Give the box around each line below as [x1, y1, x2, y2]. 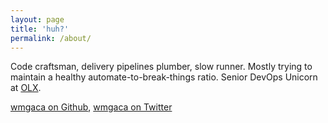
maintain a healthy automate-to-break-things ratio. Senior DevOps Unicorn [10, 71, 318, 83]
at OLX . [10, 82, 42, 94]
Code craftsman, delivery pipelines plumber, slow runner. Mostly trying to [10, 61, 313, 73]
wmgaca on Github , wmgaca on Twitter [10, 101, 173, 113]
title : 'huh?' [10, 24, 70, 34]
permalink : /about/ [10, 33, 92, 43]
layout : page [10, 14, 65, 25]
